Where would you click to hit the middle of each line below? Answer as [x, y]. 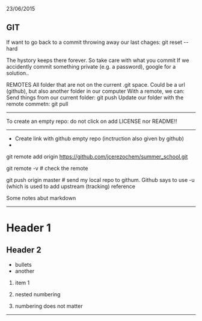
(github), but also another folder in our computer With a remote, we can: [95, 91]
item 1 [22, 282]
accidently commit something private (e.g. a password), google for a [91, 66]
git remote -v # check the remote [47, 168]
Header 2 [24, 250]
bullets [23, 264]
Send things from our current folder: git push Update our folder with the [95, 97]
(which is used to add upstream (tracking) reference [71, 186]
